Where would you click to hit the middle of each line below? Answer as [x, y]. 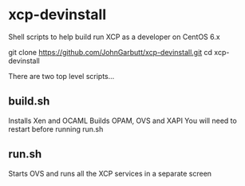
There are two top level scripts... [61, 76]
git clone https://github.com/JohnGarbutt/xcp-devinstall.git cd [111, 52]
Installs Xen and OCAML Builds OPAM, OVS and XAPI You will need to [122, 121]
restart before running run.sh [56, 129]
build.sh [29, 101]
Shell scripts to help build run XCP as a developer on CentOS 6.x [115, 37]
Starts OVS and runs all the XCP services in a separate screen [110, 173]
